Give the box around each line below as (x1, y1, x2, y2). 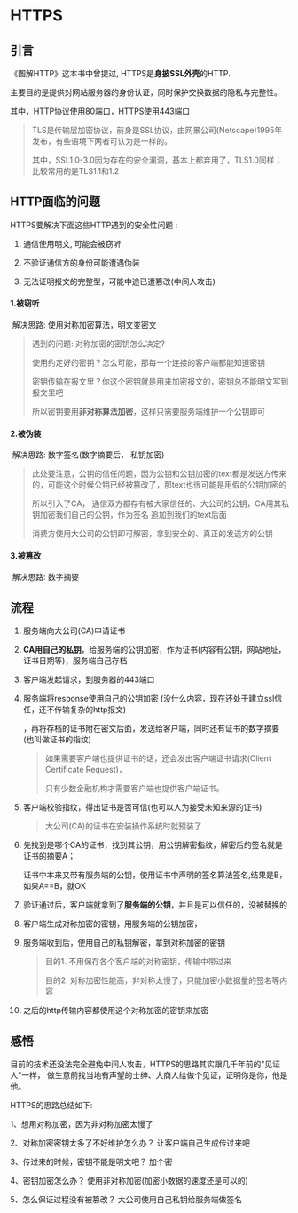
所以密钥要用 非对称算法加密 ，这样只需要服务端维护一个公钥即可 (31, 406, 265, 417)
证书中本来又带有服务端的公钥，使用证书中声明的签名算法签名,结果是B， (22, 869, 287, 880)
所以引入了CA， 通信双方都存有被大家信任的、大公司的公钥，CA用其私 (31, 498, 289, 509)
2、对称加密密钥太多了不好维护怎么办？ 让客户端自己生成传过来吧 (10, 1138, 251, 1148)
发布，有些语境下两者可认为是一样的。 (31, 136, 172, 147)
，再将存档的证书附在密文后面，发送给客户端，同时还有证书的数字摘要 (22, 723, 280, 733)
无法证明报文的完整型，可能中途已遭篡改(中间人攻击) (22, 276, 216, 287)
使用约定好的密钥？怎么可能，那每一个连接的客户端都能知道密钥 (31, 357, 265, 369)
